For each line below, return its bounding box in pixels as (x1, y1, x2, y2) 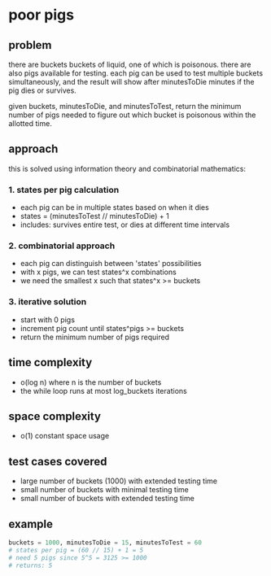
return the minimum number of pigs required (20, 332, 169, 342)
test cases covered (8, 454, 107, 469)
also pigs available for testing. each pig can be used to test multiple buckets (8, 68, 263, 78)
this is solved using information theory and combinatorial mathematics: (8, 164, 247, 173)
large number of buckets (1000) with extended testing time (20, 476, 218, 486)
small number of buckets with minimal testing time (20, 485, 190, 495)
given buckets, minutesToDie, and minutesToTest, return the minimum (8, 102, 242, 111)
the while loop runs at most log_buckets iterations (20, 386, 187, 395)
